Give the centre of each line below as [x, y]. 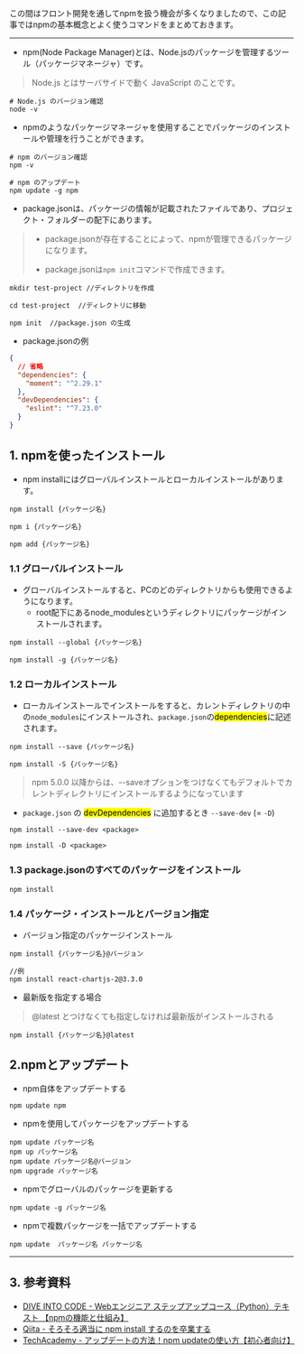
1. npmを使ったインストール [87, 455]
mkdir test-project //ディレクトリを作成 [82, 288]
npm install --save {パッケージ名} [72, 747]
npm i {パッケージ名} [46, 526]
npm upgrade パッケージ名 [54, 1171]
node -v [24, 109]
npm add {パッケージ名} [50, 544]
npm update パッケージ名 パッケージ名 [76, 1244]
